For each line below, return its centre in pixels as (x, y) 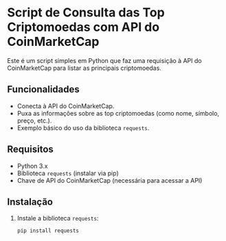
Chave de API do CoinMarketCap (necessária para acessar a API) (110, 180)
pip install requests (48, 231)
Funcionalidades (44, 89)
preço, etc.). (34, 120)
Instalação (30, 202)
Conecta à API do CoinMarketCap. (66, 106)
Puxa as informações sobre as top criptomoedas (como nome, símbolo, (118, 113)
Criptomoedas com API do (83, 27)
